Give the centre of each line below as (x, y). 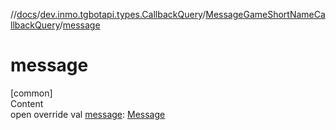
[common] (31, 93)
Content (27, 103)
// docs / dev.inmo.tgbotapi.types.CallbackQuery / (108, 14)
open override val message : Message (88, 114)
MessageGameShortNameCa (265, 14)
